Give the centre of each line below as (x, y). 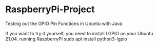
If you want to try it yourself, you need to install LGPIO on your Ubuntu (79, 33)
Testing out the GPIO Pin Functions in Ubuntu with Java (64, 24)
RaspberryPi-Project (50, 9)
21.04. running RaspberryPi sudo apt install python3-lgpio (66, 39)
